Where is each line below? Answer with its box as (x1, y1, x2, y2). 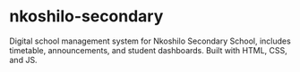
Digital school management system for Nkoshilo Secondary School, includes (9, 36, 291, 46)
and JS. (9, 54, 38, 65)
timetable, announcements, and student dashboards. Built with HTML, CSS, (9, 44, 288, 55)
